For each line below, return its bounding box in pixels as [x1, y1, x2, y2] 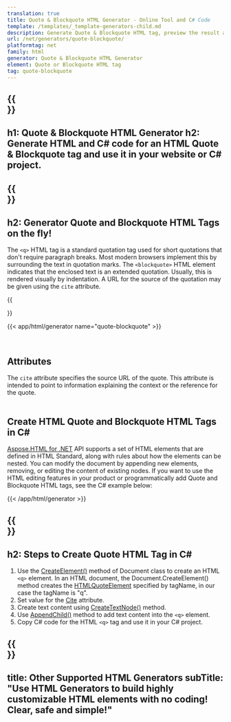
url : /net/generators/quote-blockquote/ [7, 36, 125, 43]
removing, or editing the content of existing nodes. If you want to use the [7, 467, 214, 475]
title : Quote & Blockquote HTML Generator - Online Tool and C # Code [7, 17, 211, 23]
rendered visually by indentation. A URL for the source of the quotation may [7, 275, 221, 283]
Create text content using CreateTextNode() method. [16, 603, 166, 612]
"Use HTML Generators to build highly [7, 683, 174, 694]
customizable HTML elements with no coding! [7, 694, 208, 705]
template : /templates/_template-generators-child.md [7, 23, 162, 30]
